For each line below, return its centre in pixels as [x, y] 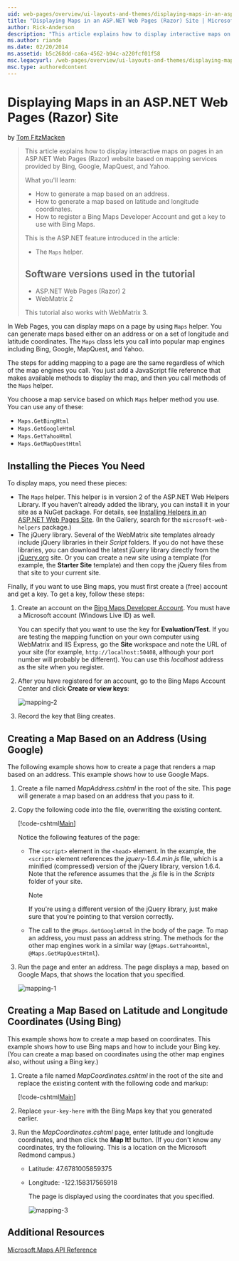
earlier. [28, 1118]
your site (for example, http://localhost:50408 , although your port [116, 652]
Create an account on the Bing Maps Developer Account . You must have [124, 608]
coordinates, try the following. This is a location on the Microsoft [112, 1147]
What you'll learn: [51, 180]
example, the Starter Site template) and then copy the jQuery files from [122, 565]
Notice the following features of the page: [79, 837]
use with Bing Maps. [65, 224]
